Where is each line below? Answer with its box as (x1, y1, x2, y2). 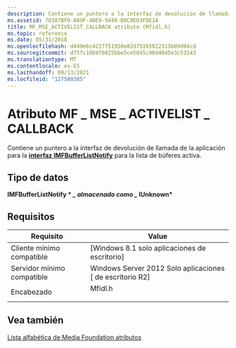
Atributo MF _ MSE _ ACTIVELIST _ (7, 106, 210, 121)
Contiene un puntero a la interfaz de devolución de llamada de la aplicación (7, 144, 225, 152)
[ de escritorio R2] (90, 272, 151, 281)
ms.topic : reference (7, 29, 68, 37)
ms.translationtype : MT (7, 56, 77, 63)
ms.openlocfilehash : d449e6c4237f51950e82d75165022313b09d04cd (7, 43, 197, 50)
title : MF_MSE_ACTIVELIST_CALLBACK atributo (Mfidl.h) (7, 23, 171, 30)
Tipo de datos (7, 171, 69, 183)
